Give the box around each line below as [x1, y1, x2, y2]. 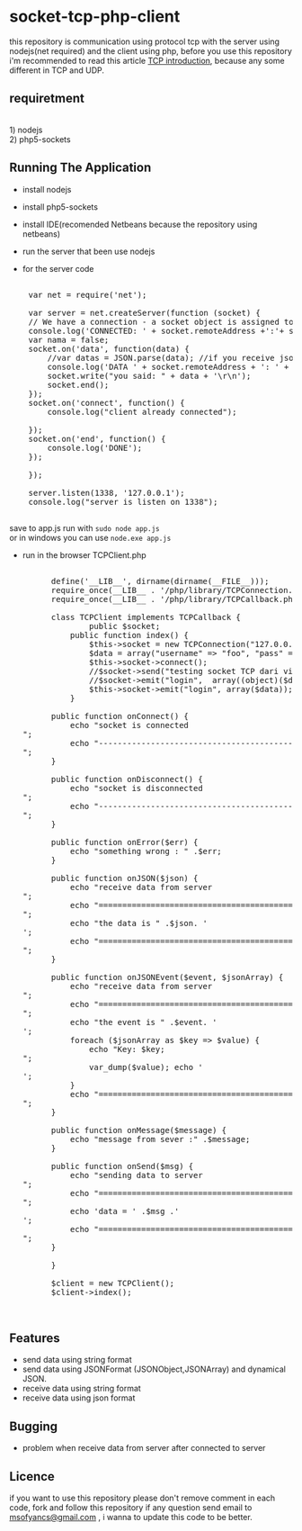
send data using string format [22, 1355, 132, 1365]
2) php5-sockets [9, 133, 71, 145]
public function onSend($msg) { [50, 1161, 194, 1171]
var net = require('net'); [28, 290, 147, 300]
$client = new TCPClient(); [50, 1278, 175, 1288]
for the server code [22, 263, 94, 274]
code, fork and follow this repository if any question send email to [9, 1502, 253, 1513]
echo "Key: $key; [88, 1044, 165, 1054]
